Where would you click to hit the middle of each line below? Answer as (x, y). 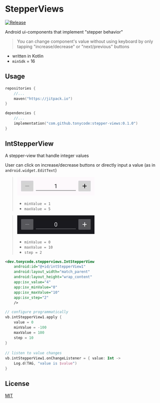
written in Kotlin (28, 56)
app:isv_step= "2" (31, 297)
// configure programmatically (37, 312)
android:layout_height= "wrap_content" (53, 277)
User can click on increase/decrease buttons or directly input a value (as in (80, 165)
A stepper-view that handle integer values (47, 155)
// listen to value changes (34, 353)
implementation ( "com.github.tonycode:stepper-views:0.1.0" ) (76, 123)
